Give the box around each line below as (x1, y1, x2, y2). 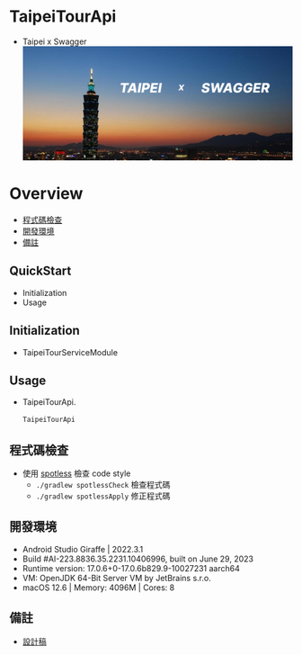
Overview (9, 184, 84, 204)
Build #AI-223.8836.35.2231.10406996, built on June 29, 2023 (22, 553, 254, 564)
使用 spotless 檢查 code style (22, 468, 131, 479)
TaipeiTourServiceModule (22, 346, 119, 357)
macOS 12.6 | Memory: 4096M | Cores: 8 (22, 582, 175, 593)
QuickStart (9, 264, 72, 279)
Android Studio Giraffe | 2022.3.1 (22, 543, 144, 554)
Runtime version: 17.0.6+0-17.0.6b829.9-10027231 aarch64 (22, 562, 240, 573)
